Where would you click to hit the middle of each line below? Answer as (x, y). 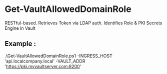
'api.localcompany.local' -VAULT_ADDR (45, 61)
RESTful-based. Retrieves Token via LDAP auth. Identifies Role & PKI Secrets (83, 23)
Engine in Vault (20, 28)
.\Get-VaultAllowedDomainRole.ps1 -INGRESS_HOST (59, 56)
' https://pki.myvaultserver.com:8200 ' (43, 66)
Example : (20, 44)
